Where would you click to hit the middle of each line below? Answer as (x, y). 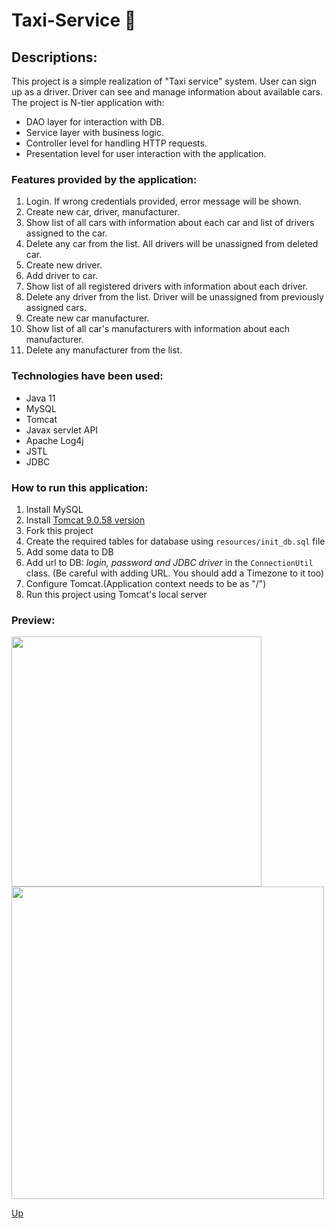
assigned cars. (56, 308)
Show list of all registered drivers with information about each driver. (167, 286)
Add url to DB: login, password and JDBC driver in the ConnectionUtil (169, 562)
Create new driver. (64, 265)
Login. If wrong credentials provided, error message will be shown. (163, 201)
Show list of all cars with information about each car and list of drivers (170, 223)
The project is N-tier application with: (88, 102)
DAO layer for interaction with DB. (95, 122)
